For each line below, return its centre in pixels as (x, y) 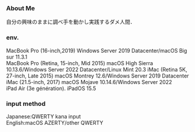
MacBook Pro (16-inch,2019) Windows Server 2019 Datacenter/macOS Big (97, 50)
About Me (21, 8)
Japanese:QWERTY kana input (43, 116)
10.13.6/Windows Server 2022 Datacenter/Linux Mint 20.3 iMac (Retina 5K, (97, 69)
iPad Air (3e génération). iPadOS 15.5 (51, 88)
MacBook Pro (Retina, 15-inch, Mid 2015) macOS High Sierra (80, 63)
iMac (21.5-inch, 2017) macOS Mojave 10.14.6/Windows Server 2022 (89, 82)
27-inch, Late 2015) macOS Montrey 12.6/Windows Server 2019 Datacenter (97, 76)
